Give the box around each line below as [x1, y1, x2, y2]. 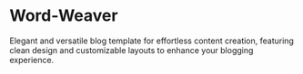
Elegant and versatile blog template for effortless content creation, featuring [9, 35, 294, 46]
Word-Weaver [9, 5, 118, 26]
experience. [9, 54, 55, 65]
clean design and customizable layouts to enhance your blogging [9, 44, 254, 55]
